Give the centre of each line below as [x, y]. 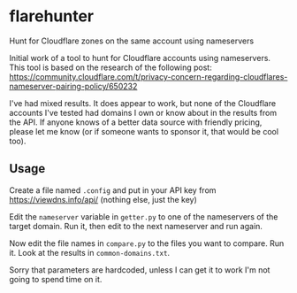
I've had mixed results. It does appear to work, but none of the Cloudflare [143, 103]
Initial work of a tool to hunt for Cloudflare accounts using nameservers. [140, 58]
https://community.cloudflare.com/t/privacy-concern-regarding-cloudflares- [148, 76]
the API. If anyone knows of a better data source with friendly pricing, [136, 122]
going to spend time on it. [56, 279]
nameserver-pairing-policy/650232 [73, 86]
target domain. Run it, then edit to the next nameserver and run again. [136, 226]
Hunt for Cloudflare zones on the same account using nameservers [132, 41]
